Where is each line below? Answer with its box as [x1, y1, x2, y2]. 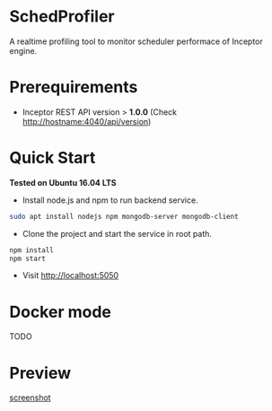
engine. [9, 45, 38, 56]
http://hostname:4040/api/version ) [22, 116, 152, 127]
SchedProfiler [9, 6, 115, 27]
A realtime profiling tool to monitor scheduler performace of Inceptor [9, 36, 263, 47]
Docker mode [9, 302, 112, 322]
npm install [9, 245, 54, 255]
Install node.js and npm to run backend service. [22, 195, 199, 205]
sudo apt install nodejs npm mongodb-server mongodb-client [9, 212, 240, 221]
